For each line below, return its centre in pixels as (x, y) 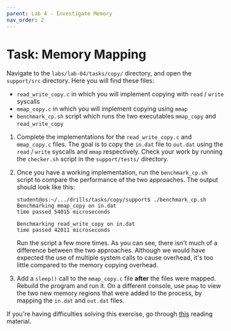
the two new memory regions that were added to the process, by (109, 293)
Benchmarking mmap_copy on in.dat (66, 206)
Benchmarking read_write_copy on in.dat (76, 224)
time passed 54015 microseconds (63, 212)
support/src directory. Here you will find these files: (80, 81)
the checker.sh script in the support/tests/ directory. (93, 159)
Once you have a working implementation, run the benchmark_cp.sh (112, 172)
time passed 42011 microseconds (63, 230)
